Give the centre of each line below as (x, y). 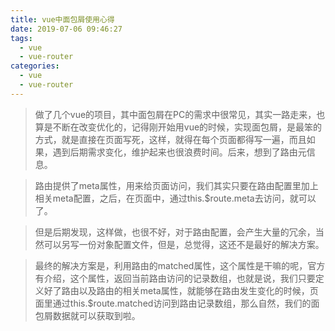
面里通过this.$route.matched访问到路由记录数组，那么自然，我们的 (173, 303)
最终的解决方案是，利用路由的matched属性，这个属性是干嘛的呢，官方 (180, 265)
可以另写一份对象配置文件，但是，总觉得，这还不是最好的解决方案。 (184, 244)
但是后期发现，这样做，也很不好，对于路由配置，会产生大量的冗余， (175, 232)
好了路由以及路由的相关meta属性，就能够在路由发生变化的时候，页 (181, 290)
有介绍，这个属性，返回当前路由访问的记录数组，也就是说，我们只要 (175, 278)
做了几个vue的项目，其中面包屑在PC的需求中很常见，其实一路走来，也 (180, 114)
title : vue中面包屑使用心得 (62, 19)
